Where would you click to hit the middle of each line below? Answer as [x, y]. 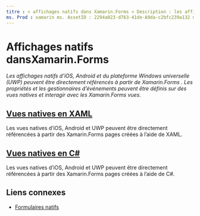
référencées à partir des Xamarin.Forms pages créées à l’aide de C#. [90, 174]
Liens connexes [36, 192]
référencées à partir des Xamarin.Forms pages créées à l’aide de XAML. [94, 134]
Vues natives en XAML [49, 114]
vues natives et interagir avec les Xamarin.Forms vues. [74, 95]
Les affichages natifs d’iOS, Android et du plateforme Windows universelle [98, 76]
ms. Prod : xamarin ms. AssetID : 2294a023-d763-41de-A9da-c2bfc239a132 [98, 17]
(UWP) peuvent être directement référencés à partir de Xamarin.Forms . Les [100, 82]
